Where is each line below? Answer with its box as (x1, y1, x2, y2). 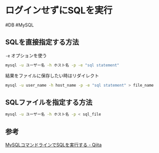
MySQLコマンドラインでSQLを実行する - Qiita (5, 142, 102, 148)
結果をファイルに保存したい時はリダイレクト (5, 72, 99, 79)
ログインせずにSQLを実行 (5, 5, 113, 16)
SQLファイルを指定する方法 (5, 98, 93, 107)
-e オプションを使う (5, 52, 47, 59)
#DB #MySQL (5, 21, 34, 28)
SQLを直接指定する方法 (5, 38, 79, 46)
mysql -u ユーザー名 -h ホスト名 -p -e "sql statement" (5, 62, 120, 68)
